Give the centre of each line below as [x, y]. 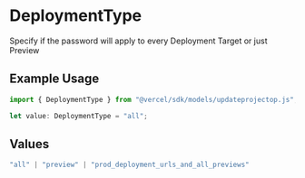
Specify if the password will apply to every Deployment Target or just [138, 41]
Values [30, 144]
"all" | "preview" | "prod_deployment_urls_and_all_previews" [129, 165]
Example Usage [54, 79]
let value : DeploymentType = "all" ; [79, 116]
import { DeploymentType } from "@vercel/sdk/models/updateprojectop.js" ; [154, 99]
